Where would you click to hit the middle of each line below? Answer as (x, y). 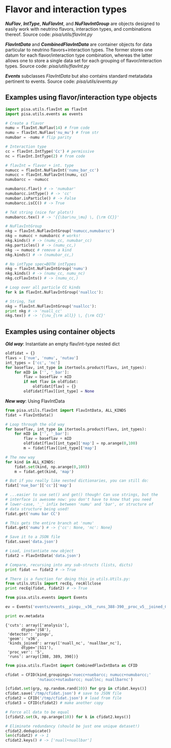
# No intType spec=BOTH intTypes (41, 264)
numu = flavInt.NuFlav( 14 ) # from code (48, 128)
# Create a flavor (25, 123)
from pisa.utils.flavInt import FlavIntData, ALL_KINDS (66, 410)
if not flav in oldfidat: (51, 382)
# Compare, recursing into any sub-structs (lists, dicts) (69, 565)
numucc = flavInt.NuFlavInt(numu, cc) (46, 175)
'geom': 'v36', (23, 639)
